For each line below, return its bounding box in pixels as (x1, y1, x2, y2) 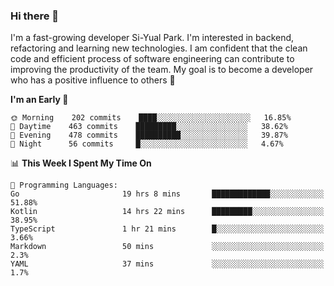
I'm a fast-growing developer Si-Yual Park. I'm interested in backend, (10, 32, 295, 44)
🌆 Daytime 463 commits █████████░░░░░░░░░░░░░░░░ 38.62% (10, 122, 288, 132)
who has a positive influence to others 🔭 (10, 74, 176, 86)
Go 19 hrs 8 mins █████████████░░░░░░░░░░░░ (10, 189, 325, 199)
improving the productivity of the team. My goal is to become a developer (10, 64, 314, 76)
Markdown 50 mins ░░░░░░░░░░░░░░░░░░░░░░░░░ (10, 242, 325, 252)
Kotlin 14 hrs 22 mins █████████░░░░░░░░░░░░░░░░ (10, 207, 325, 217)
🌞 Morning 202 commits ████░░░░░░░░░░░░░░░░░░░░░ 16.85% (10, 113, 292, 123)
